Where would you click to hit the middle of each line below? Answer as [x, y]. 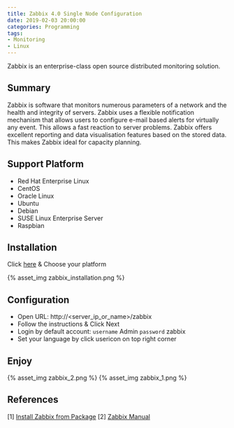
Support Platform [45, 164]
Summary [29, 88]
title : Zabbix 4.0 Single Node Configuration [74, 14]
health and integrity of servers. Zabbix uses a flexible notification [101, 112]
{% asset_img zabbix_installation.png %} [66, 278]
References [33, 400]
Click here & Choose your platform [57, 264]
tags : [15, 33]
